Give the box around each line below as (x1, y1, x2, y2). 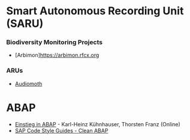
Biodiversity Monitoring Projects (6, 38, 103, 46)
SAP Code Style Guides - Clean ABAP (14, 127, 108, 134)
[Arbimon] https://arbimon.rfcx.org (14, 52, 99, 59)
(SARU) (6, 17, 44, 30)
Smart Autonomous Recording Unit (6, 4, 184, 18)
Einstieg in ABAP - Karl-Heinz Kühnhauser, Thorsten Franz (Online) (14, 120, 181, 127)
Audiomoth (14, 80, 43, 87)
